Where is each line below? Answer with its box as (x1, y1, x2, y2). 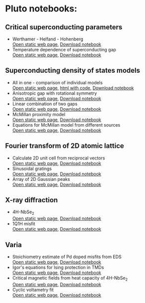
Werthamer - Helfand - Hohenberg (12, 36, 83, 42)
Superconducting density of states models (5, 66, 141, 75)
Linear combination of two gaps (12, 101, 78, 107)
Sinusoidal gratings (12, 165, 52, 171)
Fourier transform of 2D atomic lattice (5, 142, 124, 150)
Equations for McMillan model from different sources (12, 122, 121, 128)
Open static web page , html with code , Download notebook (12, 85, 134, 91)
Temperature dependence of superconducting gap (12, 47, 117, 52)
